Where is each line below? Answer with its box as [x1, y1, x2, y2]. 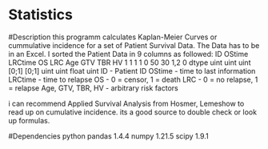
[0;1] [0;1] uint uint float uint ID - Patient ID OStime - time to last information [8, 66, 256, 75]
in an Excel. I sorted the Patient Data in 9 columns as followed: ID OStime [8, 49, 249, 58]
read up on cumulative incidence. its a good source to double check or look [8, 107, 258, 117]
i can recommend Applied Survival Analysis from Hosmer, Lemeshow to [8, 99, 245, 108]
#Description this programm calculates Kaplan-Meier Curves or [8, 32, 218, 42]
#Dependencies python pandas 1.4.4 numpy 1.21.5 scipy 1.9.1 [8, 131, 210, 141]
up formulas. [8, 115, 50, 125]
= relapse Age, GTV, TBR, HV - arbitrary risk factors [8, 83, 178, 93]
